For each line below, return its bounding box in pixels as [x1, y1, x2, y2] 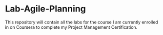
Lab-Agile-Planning [5, 3, 86, 14]
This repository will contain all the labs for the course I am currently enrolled [5, 19, 159, 25]
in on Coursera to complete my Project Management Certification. [5, 24, 138, 30]
